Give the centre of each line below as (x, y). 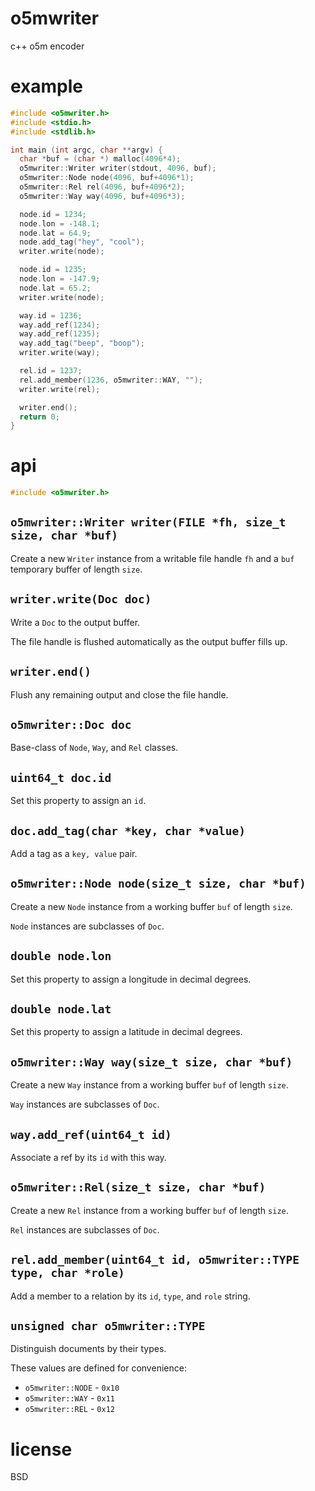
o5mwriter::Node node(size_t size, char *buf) (158, 884)
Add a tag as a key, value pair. (74, 853)
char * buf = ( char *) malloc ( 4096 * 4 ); (100, 159)
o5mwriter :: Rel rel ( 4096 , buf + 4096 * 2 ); (102, 187)
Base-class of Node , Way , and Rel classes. (94, 748)
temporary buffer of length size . (76, 569)
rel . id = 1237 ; (51, 371)
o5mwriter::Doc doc (71, 724)
